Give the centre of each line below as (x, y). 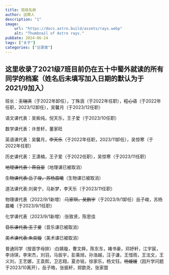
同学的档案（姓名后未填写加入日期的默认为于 (75, 79)
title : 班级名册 (21, 10)
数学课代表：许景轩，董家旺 (34, 129)
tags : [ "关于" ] (20, 43)
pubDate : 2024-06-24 (27, 38)
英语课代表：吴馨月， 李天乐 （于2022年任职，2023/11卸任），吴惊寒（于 (79, 140)
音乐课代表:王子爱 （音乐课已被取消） (44, 227)
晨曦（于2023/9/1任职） (30, 206)
